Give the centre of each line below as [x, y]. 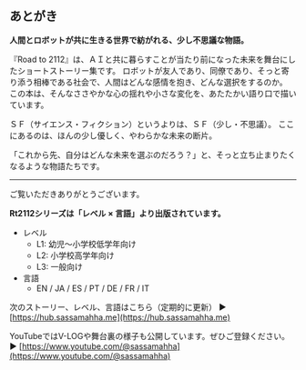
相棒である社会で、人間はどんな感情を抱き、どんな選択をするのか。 [161, 82]
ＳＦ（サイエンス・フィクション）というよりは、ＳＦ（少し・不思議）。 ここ [152, 124]
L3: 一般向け [60, 266]
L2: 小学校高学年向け [76, 255]
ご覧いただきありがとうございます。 [77, 194]
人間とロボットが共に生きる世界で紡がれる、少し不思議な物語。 [129, 40]
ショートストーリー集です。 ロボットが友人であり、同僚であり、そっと [149, 70]
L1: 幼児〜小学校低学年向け [86, 244]
